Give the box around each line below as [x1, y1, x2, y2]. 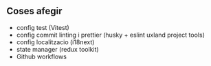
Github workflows [16, 52, 67, 61]
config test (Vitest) [16, 23, 69, 31]
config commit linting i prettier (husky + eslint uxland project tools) [16, 31, 206, 39]
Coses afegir [6, 5, 63, 17]
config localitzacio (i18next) [16, 37, 95, 46]
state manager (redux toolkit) [16, 45, 99, 53]
